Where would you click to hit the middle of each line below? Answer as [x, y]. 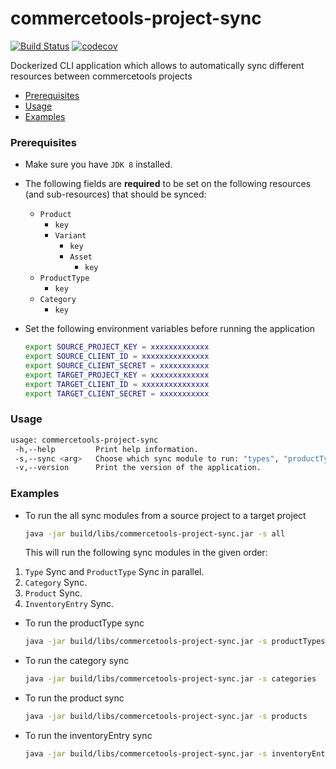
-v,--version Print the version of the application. [138, 468]
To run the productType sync [84, 623]
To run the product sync [74, 698]
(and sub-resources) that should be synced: [115, 194]
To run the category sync [77, 661]
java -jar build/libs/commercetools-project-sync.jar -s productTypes [175, 642]
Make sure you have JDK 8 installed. [98, 164]
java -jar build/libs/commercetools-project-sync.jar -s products [166, 717]
